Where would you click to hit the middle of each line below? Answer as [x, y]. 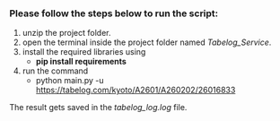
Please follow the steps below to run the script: [114, 13]
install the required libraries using [84, 52]
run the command [55, 71]
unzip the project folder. [66, 33]
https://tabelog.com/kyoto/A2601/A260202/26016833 [136, 90]
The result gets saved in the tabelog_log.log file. [98, 108]
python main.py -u [70, 81]
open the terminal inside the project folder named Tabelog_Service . [147, 42]
